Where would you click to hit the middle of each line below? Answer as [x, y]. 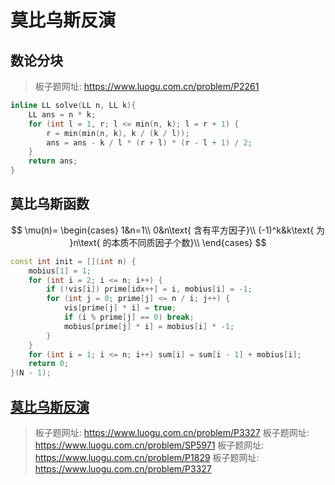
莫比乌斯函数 [50, 204]
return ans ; [53, 161]
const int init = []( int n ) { [73, 261]
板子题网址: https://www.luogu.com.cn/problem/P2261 [147, 86]
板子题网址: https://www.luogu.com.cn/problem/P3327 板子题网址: [172, 432]
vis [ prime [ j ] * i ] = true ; [120, 308]
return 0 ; [49, 364]
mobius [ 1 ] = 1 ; [60, 271]
